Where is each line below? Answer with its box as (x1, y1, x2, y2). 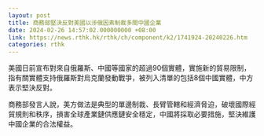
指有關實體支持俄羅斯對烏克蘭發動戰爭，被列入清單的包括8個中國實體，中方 (8, 73, 254, 83)
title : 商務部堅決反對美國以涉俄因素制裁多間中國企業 (8, 19, 162, 27)
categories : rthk (8, 41, 65, 49)
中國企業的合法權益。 (8, 119, 77, 129)
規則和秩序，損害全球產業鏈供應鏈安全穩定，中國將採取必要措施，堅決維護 (14, 109, 256, 119)
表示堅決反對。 (8, 83, 57, 93)
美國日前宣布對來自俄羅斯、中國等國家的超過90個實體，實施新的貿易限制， (8, 64, 251, 73)
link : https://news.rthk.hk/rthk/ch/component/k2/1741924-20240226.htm (8, 33, 247, 42)
